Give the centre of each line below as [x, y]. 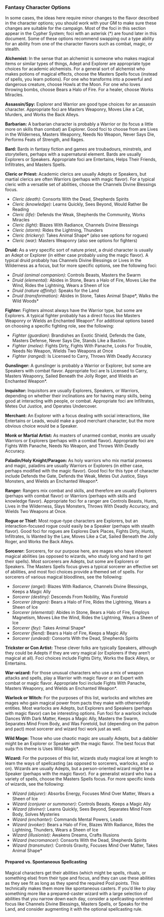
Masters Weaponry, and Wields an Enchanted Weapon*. [61, 688]
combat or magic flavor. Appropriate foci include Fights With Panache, [76, 683]
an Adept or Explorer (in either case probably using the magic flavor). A [77, 255]
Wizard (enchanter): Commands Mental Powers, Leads [67, 819]
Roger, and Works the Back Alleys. [40, 542]
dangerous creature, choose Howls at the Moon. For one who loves [73, 84]
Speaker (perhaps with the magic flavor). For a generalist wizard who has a [81, 774]
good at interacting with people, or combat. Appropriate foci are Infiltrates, [80, 401]
